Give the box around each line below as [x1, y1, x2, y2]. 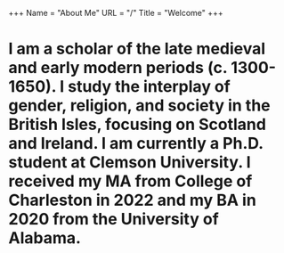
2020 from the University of [8, 209, 219, 230]
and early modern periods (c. [8, 58, 228, 78]
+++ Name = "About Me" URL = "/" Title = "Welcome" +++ [8, 8, 223, 18]
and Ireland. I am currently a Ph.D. [8, 134, 264, 154]
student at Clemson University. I [8, 152, 251, 173]
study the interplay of [67, 77, 231, 97]
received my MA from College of [8, 171, 253, 192]
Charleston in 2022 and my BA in [8, 191, 257, 210]
